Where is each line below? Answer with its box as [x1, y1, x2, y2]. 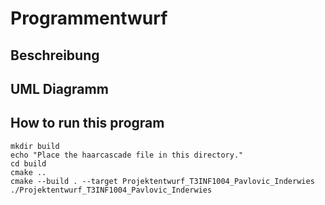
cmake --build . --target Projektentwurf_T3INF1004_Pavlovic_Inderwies [10, 176, 315, 186]
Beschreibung [10, 47, 100, 64]
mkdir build [10, 141, 60, 151]
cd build [10, 158, 47, 169]
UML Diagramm [10, 80, 109, 97]
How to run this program [10, 115, 165, 132]
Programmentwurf [10, 7, 168, 30]
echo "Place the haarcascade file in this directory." [10, 150, 244, 160]
